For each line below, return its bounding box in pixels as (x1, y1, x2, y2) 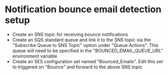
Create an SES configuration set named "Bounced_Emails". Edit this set (12, 58, 163, 64)
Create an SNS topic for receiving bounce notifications (12, 31, 128, 37)
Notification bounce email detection (5, 4, 162, 15)
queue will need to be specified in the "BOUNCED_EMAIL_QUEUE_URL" (12, 47, 163, 54)
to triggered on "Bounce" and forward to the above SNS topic (12, 64, 142, 70)
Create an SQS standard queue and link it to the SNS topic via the (12, 37, 151, 43)
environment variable (12, 53, 58, 59)
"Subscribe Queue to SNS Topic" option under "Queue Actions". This (12, 42, 159, 48)
